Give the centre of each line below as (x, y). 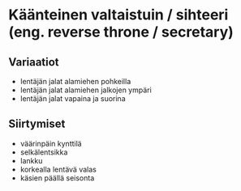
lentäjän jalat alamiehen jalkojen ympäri (86, 90)
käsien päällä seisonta (57, 178)
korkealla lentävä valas (58, 169)
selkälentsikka (44, 152)
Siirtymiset (37, 124)
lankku (31, 160)
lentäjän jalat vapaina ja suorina (73, 98)
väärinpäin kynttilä (51, 143)
